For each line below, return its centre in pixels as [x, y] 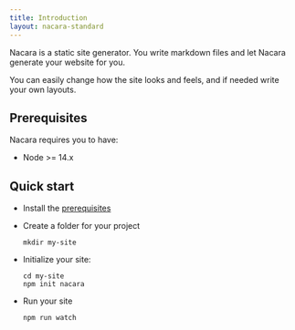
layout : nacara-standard [57, 26]
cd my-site [43, 276]
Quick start [42, 186]
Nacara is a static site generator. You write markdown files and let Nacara [147, 52]
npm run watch [49, 318]
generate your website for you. [68, 62]
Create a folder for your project [81, 226]
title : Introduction [49, 18]
